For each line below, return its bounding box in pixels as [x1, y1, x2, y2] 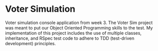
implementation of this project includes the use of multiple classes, [5, 30, 142, 36]
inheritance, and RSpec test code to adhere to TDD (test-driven [5, 35, 135, 41]
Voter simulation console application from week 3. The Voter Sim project [5, 20, 153, 25]
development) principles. [5, 40, 56, 46]
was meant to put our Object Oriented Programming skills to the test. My [5, 25, 153, 30]
